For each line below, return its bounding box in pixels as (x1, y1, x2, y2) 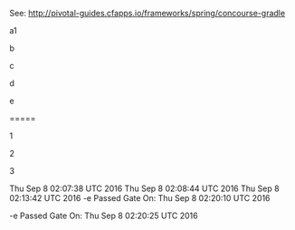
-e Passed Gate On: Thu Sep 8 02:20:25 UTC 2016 (9, 210, 198, 221)
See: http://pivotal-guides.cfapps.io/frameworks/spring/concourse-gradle (9, 8, 286, 18)
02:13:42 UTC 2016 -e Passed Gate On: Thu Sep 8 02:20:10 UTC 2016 (9, 193, 271, 203)
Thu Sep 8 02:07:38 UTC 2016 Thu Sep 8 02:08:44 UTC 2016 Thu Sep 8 (9, 183, 280, 194)
